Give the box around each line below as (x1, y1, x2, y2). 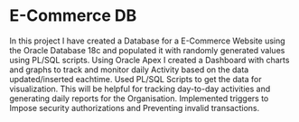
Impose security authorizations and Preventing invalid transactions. (9, 102, 260, 113)
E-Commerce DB (9, 5, 137, 26)
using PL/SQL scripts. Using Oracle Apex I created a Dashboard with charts (9, 54, 290, 65)
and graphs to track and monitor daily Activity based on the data (9, 64, 249, 75)
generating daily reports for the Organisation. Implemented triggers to (9, 92, 269, 104)
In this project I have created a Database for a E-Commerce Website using (9, 35, 286, 46)
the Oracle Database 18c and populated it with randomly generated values (9, 44, 285, 55)
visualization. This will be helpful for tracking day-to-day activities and (9, 83, 271, 94)
